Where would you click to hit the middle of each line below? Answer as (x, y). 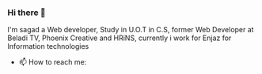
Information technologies (48, 46)
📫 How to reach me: (53, 62)
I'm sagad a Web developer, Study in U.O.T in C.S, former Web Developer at (131, 30)
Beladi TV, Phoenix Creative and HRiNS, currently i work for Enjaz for (120, 38)
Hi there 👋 (27, 13)
